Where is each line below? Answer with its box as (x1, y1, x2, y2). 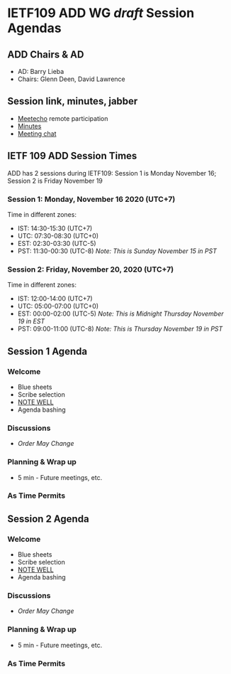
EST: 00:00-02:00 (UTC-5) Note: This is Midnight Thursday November (17, 309, 224, 318)
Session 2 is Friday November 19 (7, 176, 103, 185)
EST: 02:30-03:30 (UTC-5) (17, 239, 97, 247)
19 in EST (17, 317, 45, 326)
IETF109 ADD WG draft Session (7, 5, 195, 21)
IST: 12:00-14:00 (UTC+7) (17, 294, 94, 303)
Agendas (7, 20, 62, 36)
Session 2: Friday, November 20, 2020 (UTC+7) (7, 264, 174, 274)
